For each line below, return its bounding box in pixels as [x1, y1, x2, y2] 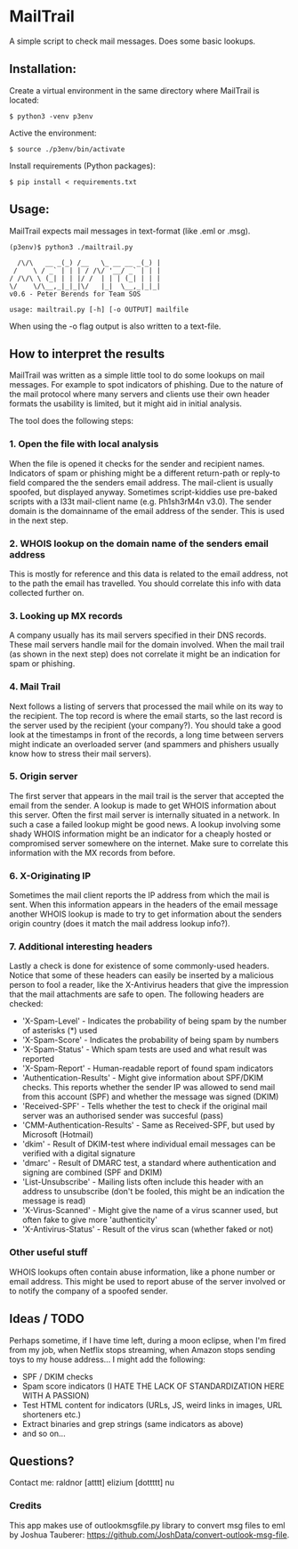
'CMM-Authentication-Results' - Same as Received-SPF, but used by [21, 1120, 276, 1130]
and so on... [21, 1428, 66, 1439]
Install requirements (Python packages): [9, 160, 156, 171]
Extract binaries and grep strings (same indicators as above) [21, 1418, 244, 1429]
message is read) [21, 1195, 86, 1206]
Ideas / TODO [9, 1311, 85, 1326]
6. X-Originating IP [9, 869, 92, 882]
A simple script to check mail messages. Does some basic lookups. [9, 36, 256, 46]
